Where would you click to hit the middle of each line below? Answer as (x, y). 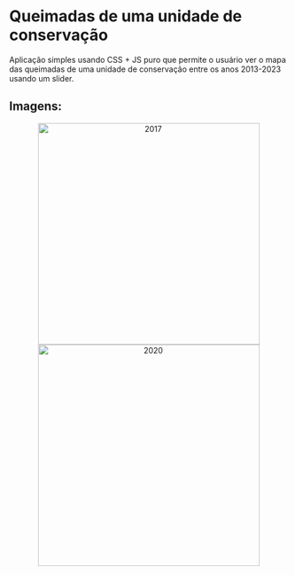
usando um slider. (42, 78)
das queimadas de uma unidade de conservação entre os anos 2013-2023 (145, 69)
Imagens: (35, 107)
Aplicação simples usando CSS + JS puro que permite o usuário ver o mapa (147, 59)
